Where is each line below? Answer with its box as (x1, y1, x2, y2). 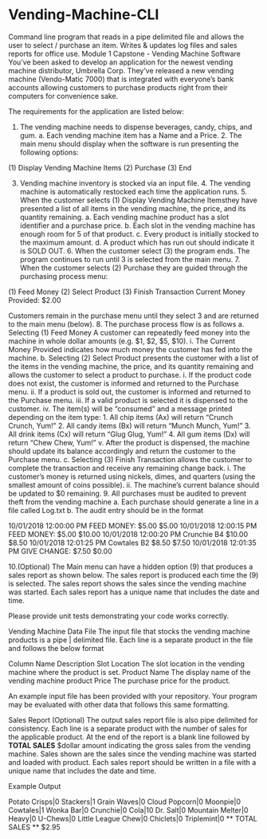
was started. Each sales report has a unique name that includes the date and (8, 587, 260, 597)
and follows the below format (8, 643, 104, 653)
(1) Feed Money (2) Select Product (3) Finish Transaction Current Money (8, 287, 245, 296)
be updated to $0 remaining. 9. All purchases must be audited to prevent (8, 488, 247, 498)
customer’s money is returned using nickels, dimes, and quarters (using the (8, 472, 256, 481)
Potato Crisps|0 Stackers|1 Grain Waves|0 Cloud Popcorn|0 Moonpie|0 (8, 797, 241, 806)
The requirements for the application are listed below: (8, 106, 185, 116)
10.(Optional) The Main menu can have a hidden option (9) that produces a (8, 562, 253, 571)
